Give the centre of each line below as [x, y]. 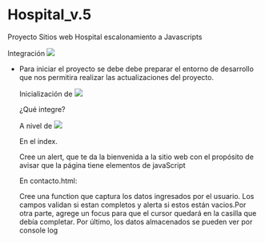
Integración [26, 53]
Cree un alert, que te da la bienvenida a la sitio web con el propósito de [136, 157]
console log [38, 230]
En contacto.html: [48, 181]
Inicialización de [46, 94]
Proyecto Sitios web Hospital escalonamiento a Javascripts [105, 37]
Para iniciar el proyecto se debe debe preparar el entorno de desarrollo [136, 69]
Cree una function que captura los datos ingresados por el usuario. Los [137, 196]
